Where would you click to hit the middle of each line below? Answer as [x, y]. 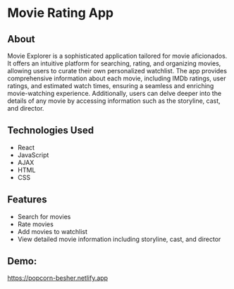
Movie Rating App [61, 13]
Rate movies [36, 224]
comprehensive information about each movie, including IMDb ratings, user [117, 78]
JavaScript [33, 155]
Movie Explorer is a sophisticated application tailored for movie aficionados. [117, 56]
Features [27, 200]
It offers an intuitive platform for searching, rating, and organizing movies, [114, 63]
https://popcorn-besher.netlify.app [57, 278]
